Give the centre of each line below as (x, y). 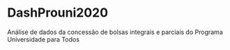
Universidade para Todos (44, 39)
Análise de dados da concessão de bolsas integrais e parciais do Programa (115, 32)
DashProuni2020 (58, 13)
